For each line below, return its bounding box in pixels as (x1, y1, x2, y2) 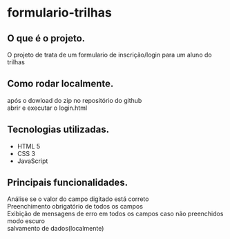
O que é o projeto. (7, 32, 86, 44)
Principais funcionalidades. (7, 177, 128, 189)
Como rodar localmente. (7, 78, 114, 90)
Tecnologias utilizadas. (7, 124, 109, 135)
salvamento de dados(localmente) (7, 224, 104, 233)
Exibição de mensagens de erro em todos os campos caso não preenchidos (7, 209, 224, 218)
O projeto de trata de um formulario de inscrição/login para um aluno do (7, 50, 212, 59)
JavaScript (17, 157, 48, 165)
